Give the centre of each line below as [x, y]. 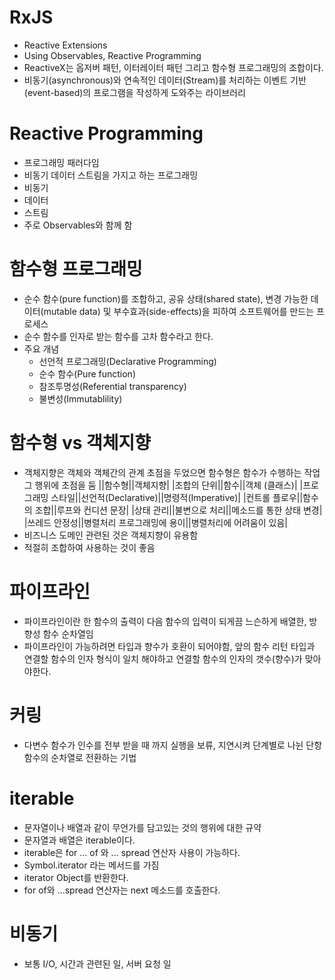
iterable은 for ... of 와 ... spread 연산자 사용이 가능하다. [132, 852]
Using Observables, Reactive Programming [112, 55]
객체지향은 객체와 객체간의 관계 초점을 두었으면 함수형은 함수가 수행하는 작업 [172, 472]
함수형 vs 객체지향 [80, 443]
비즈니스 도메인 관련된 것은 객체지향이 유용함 [111, 535]
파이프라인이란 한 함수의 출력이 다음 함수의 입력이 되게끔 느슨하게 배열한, [165, 621]
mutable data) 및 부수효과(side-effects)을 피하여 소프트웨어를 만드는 [179, 311]
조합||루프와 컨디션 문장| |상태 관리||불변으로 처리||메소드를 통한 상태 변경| [178, 510]
